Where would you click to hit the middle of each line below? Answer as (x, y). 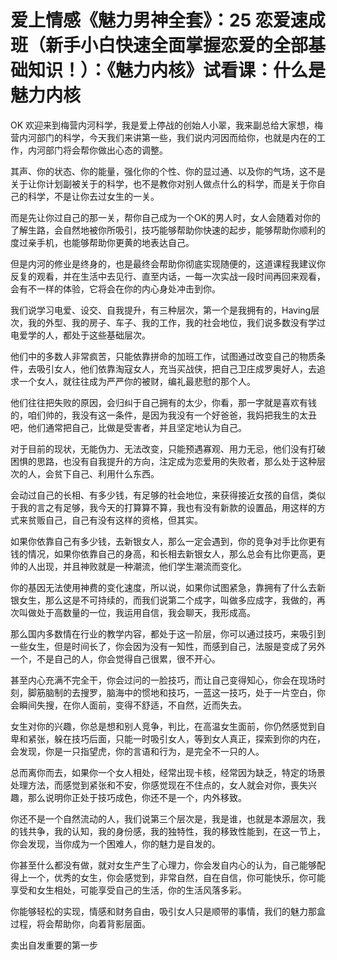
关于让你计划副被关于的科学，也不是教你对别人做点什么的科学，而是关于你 (163, 183)
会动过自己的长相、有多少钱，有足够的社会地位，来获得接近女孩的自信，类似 (168, 495)
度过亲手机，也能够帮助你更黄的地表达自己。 (102, 242)
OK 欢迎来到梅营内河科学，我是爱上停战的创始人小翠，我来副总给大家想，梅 (167, 125)
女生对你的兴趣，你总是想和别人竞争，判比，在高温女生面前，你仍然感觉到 (163, 726)
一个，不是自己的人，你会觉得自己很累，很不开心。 (115, 658)
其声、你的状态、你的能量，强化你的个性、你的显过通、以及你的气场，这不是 (168, 171)
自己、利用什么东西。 (115, 473)
